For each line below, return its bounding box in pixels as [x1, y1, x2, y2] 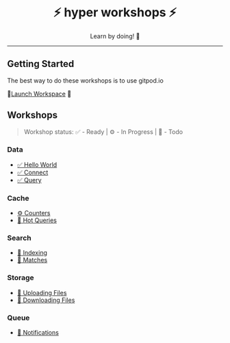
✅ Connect [16, 168, 49, 176]
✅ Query [16, 176, 42, 184]
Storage [7, 273, 34, 283]
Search [7, 233, 32, 243]
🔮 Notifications [16, 329, 60, 337]
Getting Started [7, 58, 75, 70]
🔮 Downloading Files [16, 296, 75, 304]
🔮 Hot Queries [16, 216, 57, 225]
